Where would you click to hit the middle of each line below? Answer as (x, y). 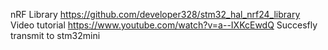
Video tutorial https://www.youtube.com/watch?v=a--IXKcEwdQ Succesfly (164, 25)
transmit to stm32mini (55, 35)
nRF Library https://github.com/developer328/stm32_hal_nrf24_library (155, 14)
